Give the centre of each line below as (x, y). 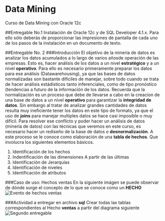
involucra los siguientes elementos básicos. (50, 142)
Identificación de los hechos (41, 152)
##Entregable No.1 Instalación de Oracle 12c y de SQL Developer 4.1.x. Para (82, 32)
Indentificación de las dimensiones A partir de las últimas (71, 157)
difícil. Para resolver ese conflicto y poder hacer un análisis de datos (75, 121)
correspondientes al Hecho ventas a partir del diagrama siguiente (72, 208)
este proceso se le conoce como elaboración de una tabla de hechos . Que (82, 137)
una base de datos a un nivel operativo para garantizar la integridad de (78, 100)
